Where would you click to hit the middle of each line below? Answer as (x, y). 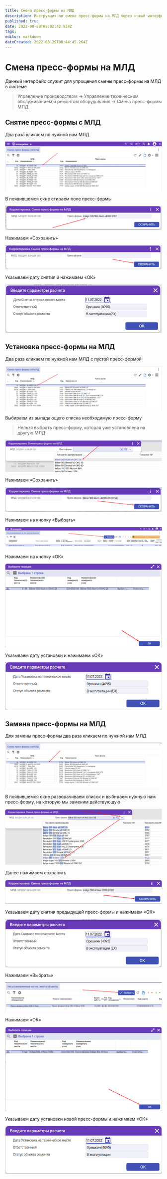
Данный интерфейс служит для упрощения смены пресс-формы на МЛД (83, 81)
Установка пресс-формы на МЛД (60, 347)
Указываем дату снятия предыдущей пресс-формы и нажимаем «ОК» (80, 912)
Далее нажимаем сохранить (36, 872)
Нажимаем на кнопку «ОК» (34, 557)
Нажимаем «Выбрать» (29, 975)
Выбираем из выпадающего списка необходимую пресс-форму (74, 418)
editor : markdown (23, 37)
